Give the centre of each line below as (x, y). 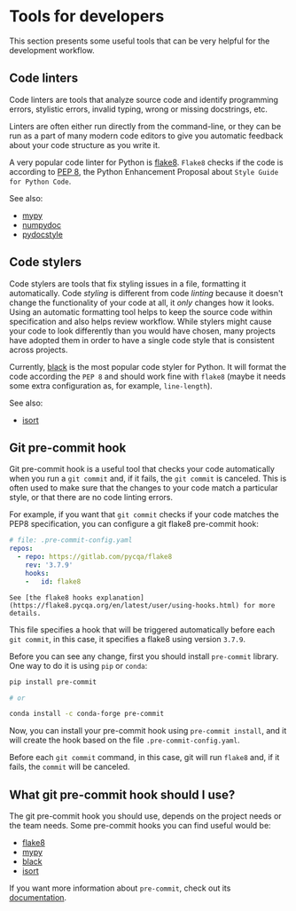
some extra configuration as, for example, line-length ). (111, 385)
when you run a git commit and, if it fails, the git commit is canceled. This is (148, 479)
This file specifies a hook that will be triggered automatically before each (142, 629)
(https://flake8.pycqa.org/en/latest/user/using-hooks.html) (125, 605)
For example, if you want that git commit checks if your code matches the (144, 514)
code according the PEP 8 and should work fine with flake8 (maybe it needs (148, 376)
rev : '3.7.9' (49, 565)
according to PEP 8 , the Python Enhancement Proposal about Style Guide (144, 171)
